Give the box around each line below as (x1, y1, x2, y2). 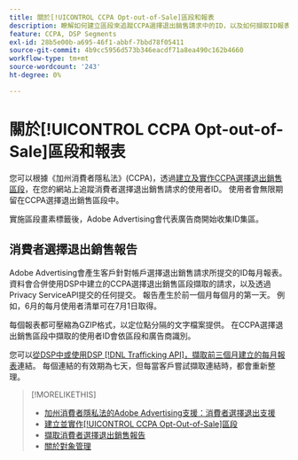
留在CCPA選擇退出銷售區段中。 (9, 194, 124, 205)
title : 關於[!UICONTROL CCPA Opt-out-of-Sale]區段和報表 (9, 12, 215, 22)
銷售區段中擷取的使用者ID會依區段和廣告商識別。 (16, 330, 196, 341)
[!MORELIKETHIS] (30, 389, 97, 400)
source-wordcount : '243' (9, 63, 101, 72)
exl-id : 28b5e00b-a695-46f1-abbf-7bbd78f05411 (9, 37, 184, 47)
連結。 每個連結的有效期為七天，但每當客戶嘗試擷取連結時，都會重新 (17, 360, 268, 370)
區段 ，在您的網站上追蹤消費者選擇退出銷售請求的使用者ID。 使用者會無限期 (9, 183, 284, 194)
